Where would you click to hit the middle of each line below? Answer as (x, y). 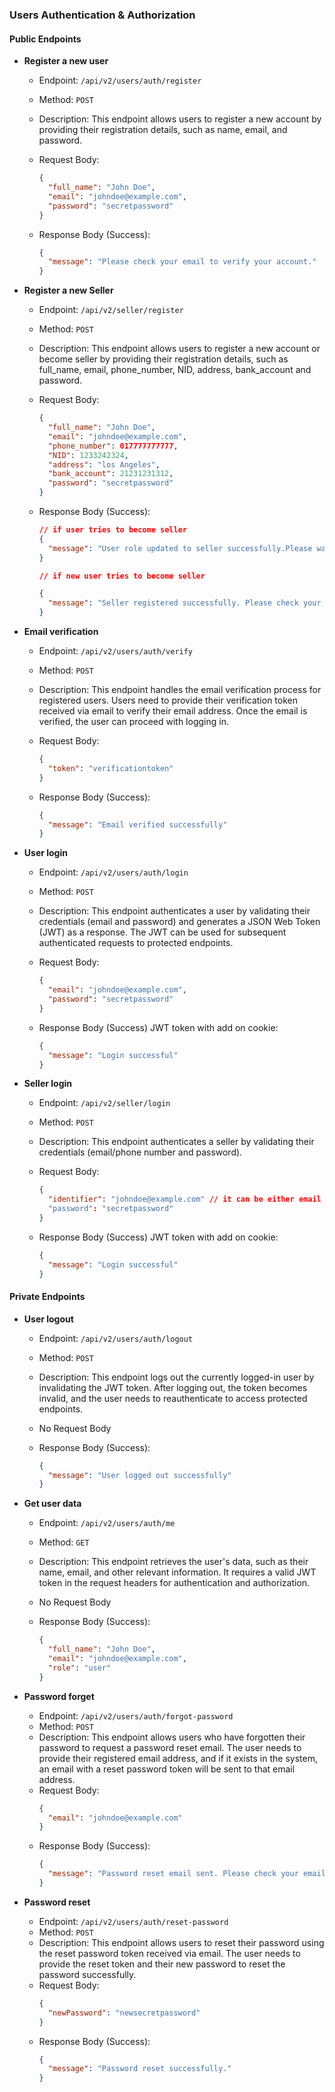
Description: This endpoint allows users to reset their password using (181, 1942)
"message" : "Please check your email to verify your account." (182, 262)
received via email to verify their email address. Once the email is (173, 711)
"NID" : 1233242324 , (88, 455)
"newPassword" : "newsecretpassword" (124, 2013)
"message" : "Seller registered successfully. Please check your (184, 603)
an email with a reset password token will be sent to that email (167, 1769)
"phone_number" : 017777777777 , (113, 446)
